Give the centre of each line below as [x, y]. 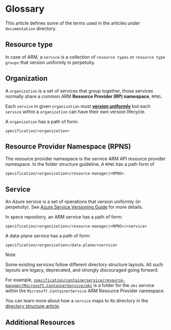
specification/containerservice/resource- [80, 280]
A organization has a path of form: [42, 121]
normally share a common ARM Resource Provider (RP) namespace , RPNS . [84, 96]
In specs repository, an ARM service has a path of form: [64, 217]
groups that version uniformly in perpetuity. [50, 62]
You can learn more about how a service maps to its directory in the [77, 301]
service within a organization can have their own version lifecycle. [76, 112]
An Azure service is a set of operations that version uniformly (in [73, 202]
